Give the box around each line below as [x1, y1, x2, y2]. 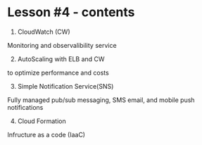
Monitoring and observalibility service [7, 41, 118, 49]
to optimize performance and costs [7, 68, 109, 77]
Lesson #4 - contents [7, 4, 135, 20]
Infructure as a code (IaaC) [7, 130, 86, 139]
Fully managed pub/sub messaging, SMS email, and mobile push [7, 96, 195, 104]
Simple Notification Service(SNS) [17, 82, 114, 90]
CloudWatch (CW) [17, 27, 70, 36]
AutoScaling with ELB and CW [17, 54, 105, 63]
